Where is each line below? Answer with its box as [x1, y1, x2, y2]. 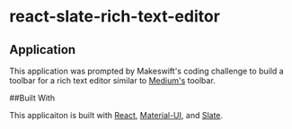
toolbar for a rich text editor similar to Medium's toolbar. [9, 75, 216, 86]
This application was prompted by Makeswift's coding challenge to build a [9, 65, 285, 76]
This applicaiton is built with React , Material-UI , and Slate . [9, 110, 223, 120]
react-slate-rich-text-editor [9, 6, 220, 27]
